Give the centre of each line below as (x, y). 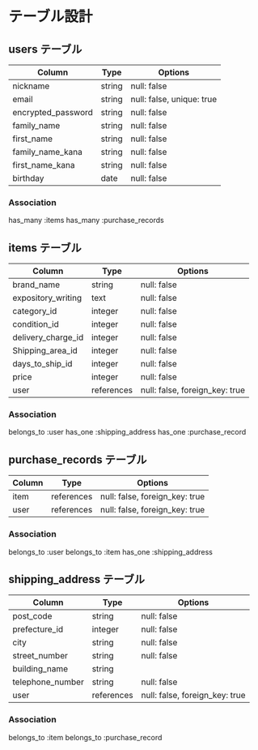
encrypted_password (53, 112)
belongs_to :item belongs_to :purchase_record (85, 737)
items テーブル (45, 248)
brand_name (36, 285)
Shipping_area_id (45, 351)
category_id (35, 311)
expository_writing (47, 298)
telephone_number (49, 682)
